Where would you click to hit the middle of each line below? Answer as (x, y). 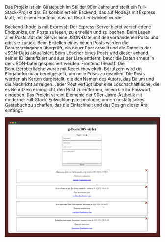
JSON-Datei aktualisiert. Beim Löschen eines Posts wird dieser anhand (77, 53)
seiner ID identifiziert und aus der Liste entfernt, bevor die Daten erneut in (80, 58)
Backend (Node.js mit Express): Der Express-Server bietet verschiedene (78, 27)
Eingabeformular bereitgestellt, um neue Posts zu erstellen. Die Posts (75, 74)
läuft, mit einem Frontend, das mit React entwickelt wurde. (64, 17)
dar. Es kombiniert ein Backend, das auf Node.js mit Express (95, 12)
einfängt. (14, 110)
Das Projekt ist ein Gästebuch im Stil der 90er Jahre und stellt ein (71, 7)
